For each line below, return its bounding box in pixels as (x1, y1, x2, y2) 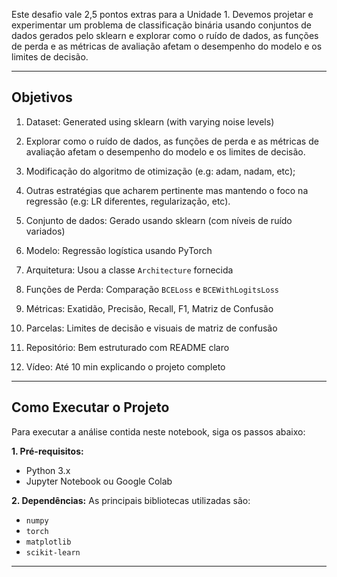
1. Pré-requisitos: (11, 445, 84, 457)
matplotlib (25, 537, 72, 547)
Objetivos (11, 89, 73, 106)
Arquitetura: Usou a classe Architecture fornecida (25, 264, 234, 276)
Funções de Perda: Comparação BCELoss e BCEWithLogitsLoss (25, 283, 279, 295)
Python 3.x (25, 464, 71, 476)
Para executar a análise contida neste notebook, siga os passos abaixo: (11, 425, 306, 438)
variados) (25, 225, 66, 237)
